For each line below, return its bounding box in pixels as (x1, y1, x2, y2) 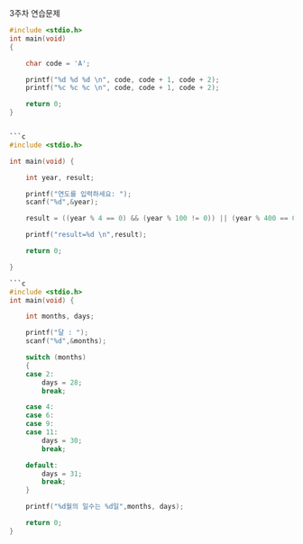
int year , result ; (25, 173, 95, 182)
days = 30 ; (41, 436, 83, 445)
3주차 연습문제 (9, 8, 60, 18)
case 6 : (25, 411, 54, 421)
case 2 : (25, 369, 54, 378)
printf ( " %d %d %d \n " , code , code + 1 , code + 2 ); (25, 75, 220, 84)
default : (25, 460, 59, 470)
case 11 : (25, 428, 59, 437)
